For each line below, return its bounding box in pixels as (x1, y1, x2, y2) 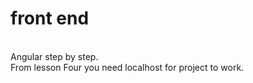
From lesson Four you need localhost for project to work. (10, 61, 245, 73)
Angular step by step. (10, 50, 99, 62)
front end (10, 7, 90, 30)
